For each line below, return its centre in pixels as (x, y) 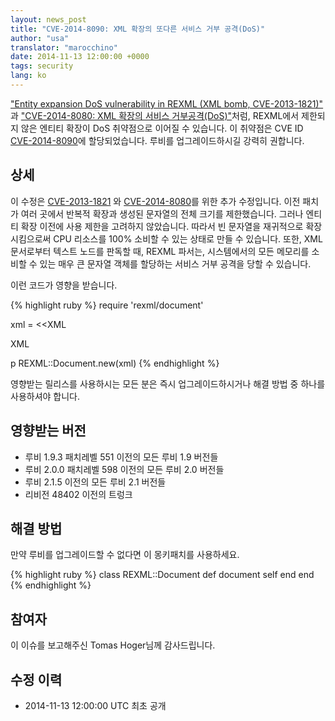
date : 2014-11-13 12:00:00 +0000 (80, 57)
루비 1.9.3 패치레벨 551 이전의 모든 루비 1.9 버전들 (121, 457)
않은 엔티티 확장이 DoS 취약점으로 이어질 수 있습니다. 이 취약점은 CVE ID (162, 128)
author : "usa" (40, 38)
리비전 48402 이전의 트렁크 (78, 494)
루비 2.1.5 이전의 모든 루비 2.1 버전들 (95, 482)
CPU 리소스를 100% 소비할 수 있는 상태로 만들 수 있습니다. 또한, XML (188, 238)
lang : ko (28, 76)
